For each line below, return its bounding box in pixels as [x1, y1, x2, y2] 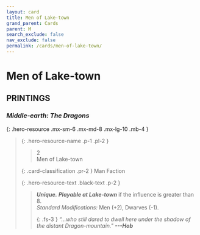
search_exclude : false [6, 32, 64, 38]
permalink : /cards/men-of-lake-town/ [6, 43, 102, 49]
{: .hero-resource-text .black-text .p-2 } [21, 179, 121, 186]
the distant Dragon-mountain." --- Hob [36, 222, 133, 229]
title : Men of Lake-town [6, 15, 70, 21]
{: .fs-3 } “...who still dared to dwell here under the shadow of [36, 216, 191, 223]
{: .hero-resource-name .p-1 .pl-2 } [21, 137, 109, 144]
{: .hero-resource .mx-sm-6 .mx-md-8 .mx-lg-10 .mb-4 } [6, 125, 149, 133]
